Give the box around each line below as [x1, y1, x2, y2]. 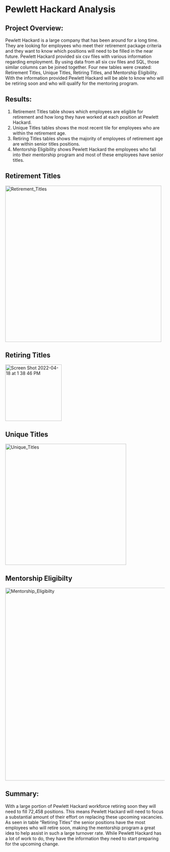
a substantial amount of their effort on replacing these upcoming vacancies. [5, 813, 163, 820]
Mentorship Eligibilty [5, 574, 72, 583]
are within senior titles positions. [12, 141, 80, 147]
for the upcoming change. [5, 841, 60, 847]
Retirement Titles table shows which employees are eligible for [12, 108, 143, 115]
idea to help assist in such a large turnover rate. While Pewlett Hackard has [5, 830, 162, 836]
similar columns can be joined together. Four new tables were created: [5, 64, 152, 70]
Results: [5, 95, 32, 104]
